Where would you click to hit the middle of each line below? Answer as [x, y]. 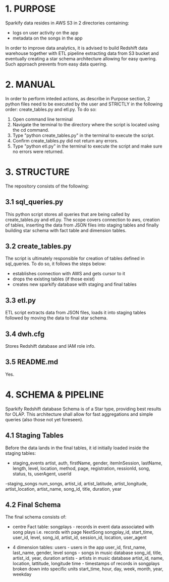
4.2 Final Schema [33, 505]
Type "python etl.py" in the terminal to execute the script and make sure [87, 146]
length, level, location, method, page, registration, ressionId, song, [81, 468]
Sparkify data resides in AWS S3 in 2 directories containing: [67, 23]
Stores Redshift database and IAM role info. [50, 346]
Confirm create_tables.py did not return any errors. [65, 140]
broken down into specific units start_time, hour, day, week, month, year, [88, 569]
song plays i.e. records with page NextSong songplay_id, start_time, [83, 532]
